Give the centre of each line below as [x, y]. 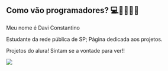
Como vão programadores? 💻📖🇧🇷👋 [72, 10]
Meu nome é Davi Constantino [43, 28]
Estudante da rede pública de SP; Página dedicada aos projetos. [84, 39]
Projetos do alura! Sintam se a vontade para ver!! [66, 50]
